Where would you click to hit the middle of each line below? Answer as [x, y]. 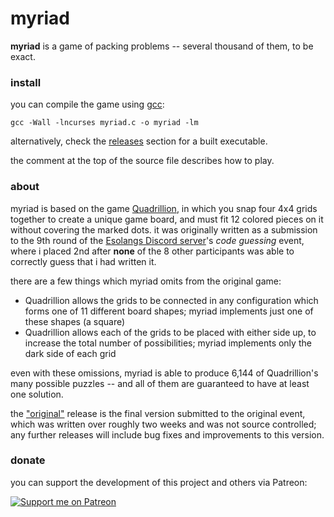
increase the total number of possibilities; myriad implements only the [168, 343]
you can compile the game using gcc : [87, 104]
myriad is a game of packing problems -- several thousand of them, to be [162, 46]
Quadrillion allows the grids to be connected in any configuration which [171, 300]
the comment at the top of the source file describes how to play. [142, 161]
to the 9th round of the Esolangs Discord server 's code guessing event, [157, 240]
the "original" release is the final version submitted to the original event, [158, 413]
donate [28, 460]
